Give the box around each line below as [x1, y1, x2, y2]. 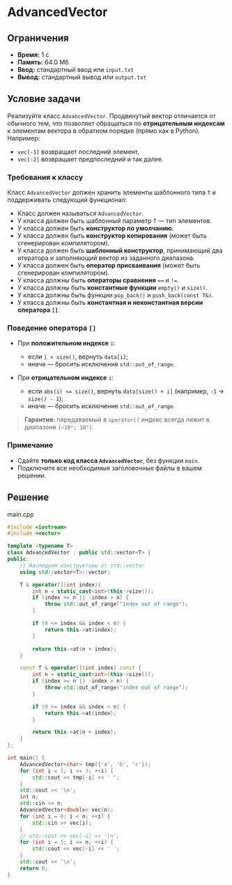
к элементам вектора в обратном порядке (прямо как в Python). [7, 127, 201, 135]
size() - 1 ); [27, 394, 64, 403]
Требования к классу [7, 172, 84, 182]
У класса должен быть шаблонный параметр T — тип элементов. [17, 217, 212, 225]
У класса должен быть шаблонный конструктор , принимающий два [17, 246, 223, 255]
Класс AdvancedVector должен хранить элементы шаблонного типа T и [7, 188, 216, 196]
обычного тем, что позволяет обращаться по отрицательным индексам [7, 119, 225, 127]
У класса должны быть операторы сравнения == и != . [17, 276, 179, 285]
